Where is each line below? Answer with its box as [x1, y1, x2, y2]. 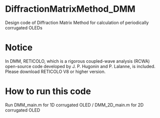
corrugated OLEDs [5, 24, 43, 30]
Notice [5, 42, 33, 53]
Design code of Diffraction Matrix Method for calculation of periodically [5, 20, 149, 25]
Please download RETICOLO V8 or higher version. [5, 69, 106, 74]
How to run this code [5, 86, 91, 97]
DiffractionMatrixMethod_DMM [5, 3, 136, 15]
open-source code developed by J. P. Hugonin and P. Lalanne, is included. [5, 63, 156, 69]
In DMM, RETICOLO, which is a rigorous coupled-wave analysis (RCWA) [5, 58, 150, 64]
